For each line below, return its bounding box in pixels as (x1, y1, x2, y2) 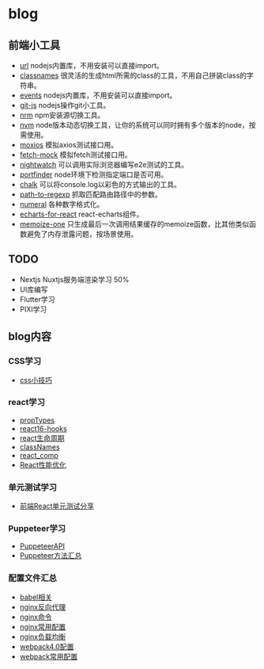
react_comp (19, 450, 59, 460)
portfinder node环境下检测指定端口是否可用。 (19, 170, 168, 179)
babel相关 (19, 592, 53, 602)
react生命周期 (19, 433, 65, 442)
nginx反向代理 (19, 602, 66, 611)
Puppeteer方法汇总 (19, 551, 82, 560)
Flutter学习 (19, 294, 55, 304)
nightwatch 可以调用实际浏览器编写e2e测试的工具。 (19, 160, 188, 169)
